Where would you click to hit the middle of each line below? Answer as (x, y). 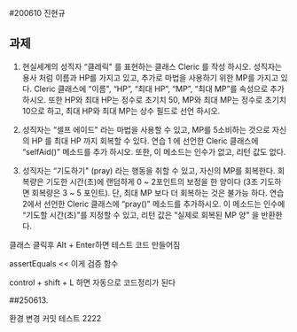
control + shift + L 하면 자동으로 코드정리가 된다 (92, 282)
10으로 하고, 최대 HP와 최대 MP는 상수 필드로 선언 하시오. (121, 111)
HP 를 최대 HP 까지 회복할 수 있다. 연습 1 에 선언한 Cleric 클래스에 (145, 141)
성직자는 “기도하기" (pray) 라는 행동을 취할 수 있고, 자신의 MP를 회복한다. (148, 170)
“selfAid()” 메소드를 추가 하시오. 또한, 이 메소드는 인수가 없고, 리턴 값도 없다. (154, 151)
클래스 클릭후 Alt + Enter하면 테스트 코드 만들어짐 (95, 244)
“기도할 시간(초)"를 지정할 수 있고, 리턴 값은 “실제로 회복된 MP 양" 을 (141, 214)
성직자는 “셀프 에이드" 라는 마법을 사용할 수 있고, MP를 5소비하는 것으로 (146, 129)
